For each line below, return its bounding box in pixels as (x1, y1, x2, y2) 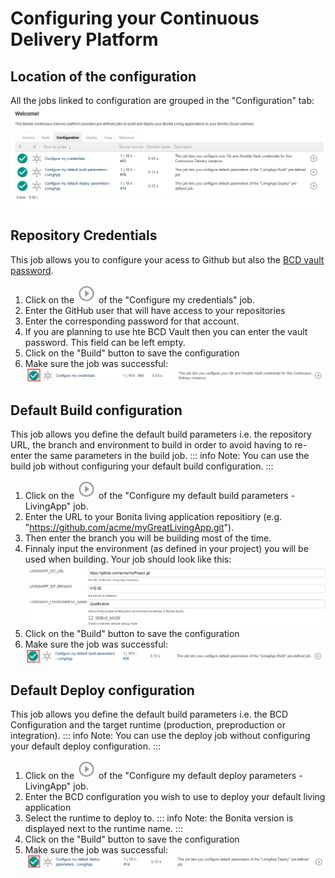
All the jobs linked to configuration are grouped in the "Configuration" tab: (10, 95, 315, 106)
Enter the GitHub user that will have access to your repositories (24, 304, 286, 316)
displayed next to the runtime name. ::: (24, 823, 184, 835)
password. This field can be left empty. (24, 336, 186, 348)
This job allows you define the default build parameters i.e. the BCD (10, 708, 289, 721)
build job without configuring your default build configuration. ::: (10, 460, 274, 472)
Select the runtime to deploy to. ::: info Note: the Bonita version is (24, 812, 294, 824)
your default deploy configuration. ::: (10, 740, 161, 752)
